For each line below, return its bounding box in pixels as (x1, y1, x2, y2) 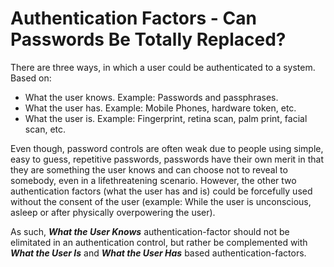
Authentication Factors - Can (10, 7, 257, 30)
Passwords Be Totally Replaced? (10, 28, 287, 51)
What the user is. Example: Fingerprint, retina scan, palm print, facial (24, 112, 308, 124)
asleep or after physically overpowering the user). (10, 206, 216, 218)
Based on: (10, 72, 52, 84)
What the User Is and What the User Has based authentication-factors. (10, 247, 307, 259)
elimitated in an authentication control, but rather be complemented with (10, 236, 308, 248)
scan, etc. (24, 123, 67, 135)
